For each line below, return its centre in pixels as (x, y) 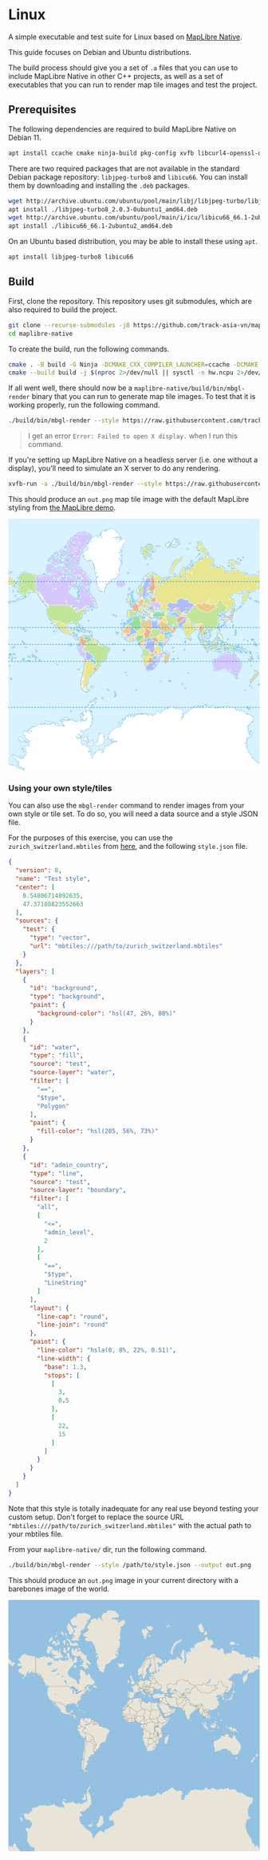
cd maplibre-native (41, 334)
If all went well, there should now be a (71, 388)
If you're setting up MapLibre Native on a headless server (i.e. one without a (133, 460)
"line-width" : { (64, 1358)
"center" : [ (35, 887)
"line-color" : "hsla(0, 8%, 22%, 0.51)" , (107, 1350)
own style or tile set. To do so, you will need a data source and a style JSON (133, 814)
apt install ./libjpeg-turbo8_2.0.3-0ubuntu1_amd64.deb (103, 209)
